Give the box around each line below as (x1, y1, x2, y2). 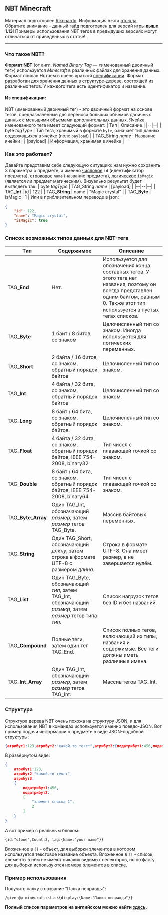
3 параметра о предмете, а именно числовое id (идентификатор (5, 167, 144, 173)
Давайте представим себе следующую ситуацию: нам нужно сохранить (5, 162, 161, 168)
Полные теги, (51, 636, 84, 643)
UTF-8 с (51, 560, 73, 567)
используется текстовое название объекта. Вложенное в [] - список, (5, 851, 154, 857)
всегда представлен (102, 287, 152, 294)
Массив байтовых (102, 511, 146, 518)
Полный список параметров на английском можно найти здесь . (5, 904, 147, 910)
